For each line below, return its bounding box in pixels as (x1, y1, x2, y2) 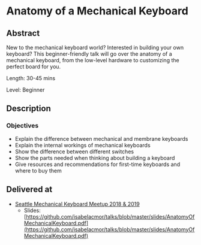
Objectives (6, 122, 39, 130)
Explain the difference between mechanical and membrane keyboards (14, 135, 188, 142)
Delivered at (6, 184, 53, 195)
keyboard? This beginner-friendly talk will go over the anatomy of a (6, 50, 172, 58)
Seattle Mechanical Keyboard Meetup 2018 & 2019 (14, 200, 140, 207)
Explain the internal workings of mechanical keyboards (14, 141, 151, 149)
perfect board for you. (6, 63, 61, 70)
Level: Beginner (6, 86, 45, 93)
